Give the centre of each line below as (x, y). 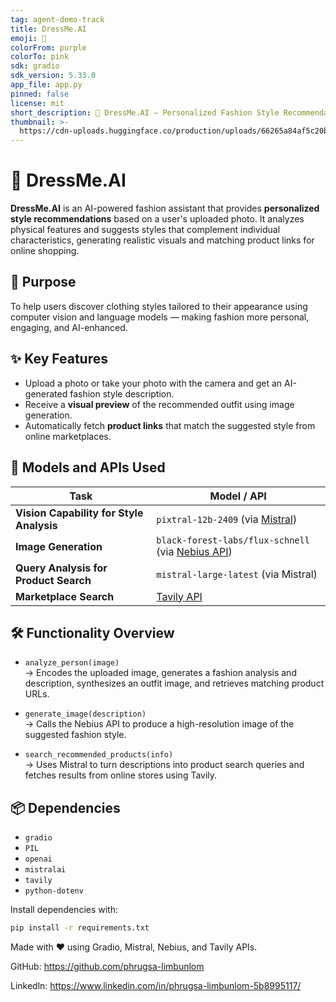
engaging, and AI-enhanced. (69, 327)
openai (38, 859)
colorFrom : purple (48, 47)
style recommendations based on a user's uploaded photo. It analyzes (157, 219)
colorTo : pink (40, 57)
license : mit (37, 103)
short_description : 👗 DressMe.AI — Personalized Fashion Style (145, 112)
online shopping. (45, 251)
